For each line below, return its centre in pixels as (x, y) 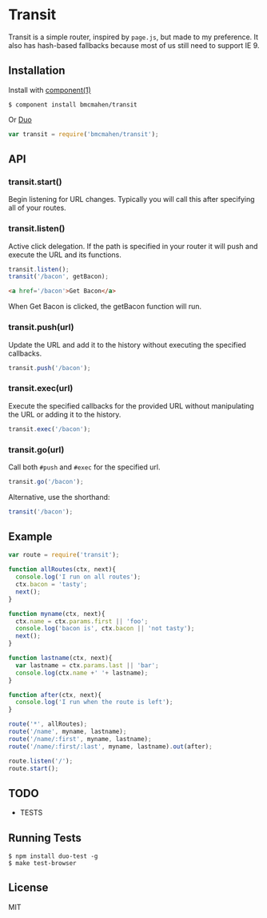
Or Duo (20, 119)
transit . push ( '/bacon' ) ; (50, 368)
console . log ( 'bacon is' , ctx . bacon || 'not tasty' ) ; (105, 629)
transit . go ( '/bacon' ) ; (46, 481)
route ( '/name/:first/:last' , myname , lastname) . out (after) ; (111, 747)
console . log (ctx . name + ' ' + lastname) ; (82, 673)
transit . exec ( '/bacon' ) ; (50, 429)
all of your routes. (37, 208)
